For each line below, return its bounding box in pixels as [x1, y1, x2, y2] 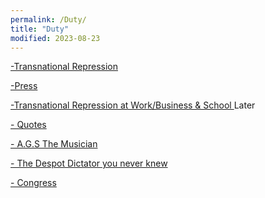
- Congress [10, 177, 57, 189]
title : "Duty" [10, 24, 70, 34]
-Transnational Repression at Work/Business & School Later [10, 99, 256, 111]
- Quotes [10, 119, 47, 131]
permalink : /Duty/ [10, 14, 87, 25]
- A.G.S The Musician [10, 138, 98, 150]
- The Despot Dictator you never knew [10, 157, 168, 170]
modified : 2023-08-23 [10, 33, 101, 43]
